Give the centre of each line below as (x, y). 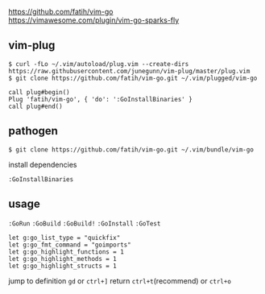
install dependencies (43, 164)
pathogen (33, 131)
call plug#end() (35, 106)
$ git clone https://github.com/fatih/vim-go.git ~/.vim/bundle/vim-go (131, 149)
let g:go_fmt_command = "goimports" (70, 245)
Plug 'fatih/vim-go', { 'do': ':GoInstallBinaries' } (101, 99)
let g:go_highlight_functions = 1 (66, 252)
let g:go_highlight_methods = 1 (62, 259)
